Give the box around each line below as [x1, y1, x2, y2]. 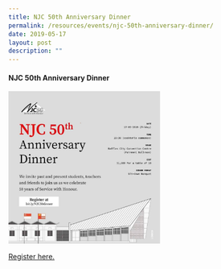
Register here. [8, 251, 55, 261]
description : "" [8, 47, 63, 56]
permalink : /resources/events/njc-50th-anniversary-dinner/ [8, 21, 215, 30]
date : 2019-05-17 [8, 30, 67, 38]
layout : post [8, 39, 52, 47]
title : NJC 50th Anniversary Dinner [8, 13, 131, 21]
